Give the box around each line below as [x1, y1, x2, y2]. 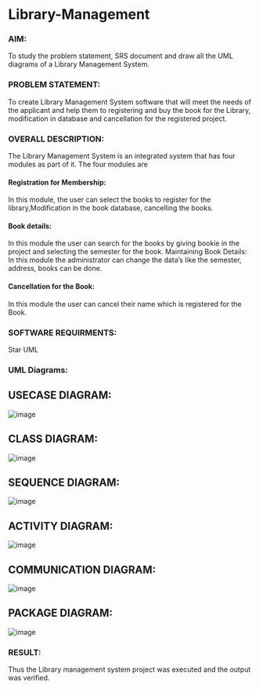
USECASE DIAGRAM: [8, 388, 112, 402]
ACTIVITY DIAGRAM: [8, 519, 113, 533]
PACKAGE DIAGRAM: [8, 607, 113, 620]
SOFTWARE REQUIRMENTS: [8, 327, 117, 338]
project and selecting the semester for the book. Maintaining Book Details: [8, 247, 248, 257]
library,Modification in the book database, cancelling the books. [8, 203, 214, 213]
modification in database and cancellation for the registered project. [8, 114, 228, 123]
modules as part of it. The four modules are [8, 159, 149, 170]
